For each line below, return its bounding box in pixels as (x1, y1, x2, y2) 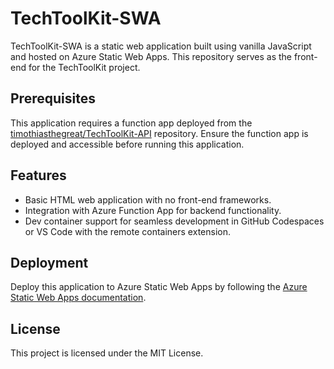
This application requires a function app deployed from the (10, 117, 253, 129)
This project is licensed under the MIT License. (10, 347, 204, 359)
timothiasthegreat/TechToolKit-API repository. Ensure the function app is (10, 127, 309, 139)
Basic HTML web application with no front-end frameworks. (24, 193, 272, 206)
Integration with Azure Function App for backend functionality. (24, 204, 282, 216)
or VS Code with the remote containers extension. (24, 225, 231, 237)
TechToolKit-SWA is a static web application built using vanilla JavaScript (10, 40, 312, 52)
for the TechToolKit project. (28, 61, 141, 73)
